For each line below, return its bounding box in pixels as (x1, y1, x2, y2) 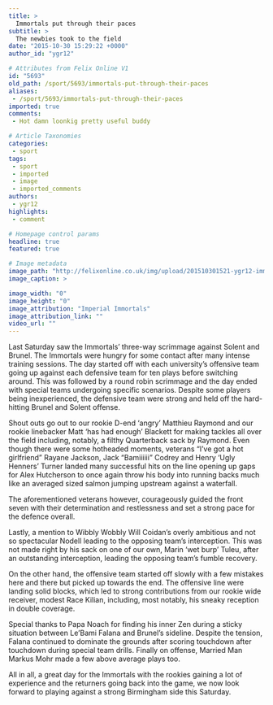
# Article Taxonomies (8, 132, 82, 141)
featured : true (8, 245, 60, 253)
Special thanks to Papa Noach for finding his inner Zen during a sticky (8, 620, 243, 629)
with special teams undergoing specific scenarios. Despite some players (8, 385, 251, 395)
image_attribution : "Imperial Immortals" (8, 304, 151, 313)
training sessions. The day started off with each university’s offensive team (8, 359, 260, 369)
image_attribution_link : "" (8, 312, 104, 320)
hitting (8, 403, 30, 412)
